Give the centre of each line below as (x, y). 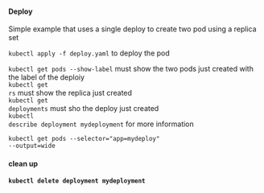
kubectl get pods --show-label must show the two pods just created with (131, 69)
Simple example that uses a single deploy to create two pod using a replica (132, 29)
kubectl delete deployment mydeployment (77, 181)
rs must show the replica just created (70, 93)
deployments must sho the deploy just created (84, 109)
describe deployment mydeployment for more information (101, 124)
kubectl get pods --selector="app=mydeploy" (84, 139)
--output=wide (32, 146)
